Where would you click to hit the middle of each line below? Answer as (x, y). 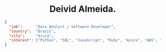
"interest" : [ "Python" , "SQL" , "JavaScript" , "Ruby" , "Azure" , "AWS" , (83, 40)
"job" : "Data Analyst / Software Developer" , (62, 26)
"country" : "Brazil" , (32, 31)
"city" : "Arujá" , (31, 36)
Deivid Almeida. (83, 9)
